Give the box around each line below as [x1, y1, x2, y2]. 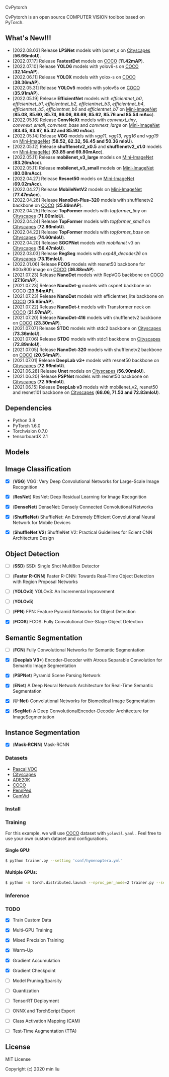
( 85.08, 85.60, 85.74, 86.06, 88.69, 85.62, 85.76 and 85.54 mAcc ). [12, 111, 155, 117]
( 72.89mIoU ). [12, 341, 41, 347]
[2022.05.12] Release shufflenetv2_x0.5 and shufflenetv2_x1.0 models [12, 143, 162, 149]
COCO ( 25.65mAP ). [12, 298, 54, 304]
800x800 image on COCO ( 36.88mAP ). [12, 266, 96, 272]
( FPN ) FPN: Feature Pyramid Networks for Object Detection [12, 609, 136, 615]
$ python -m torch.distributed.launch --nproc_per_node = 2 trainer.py [5, 880, 154, 885]
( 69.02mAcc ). [12, 181, 43, 187]
